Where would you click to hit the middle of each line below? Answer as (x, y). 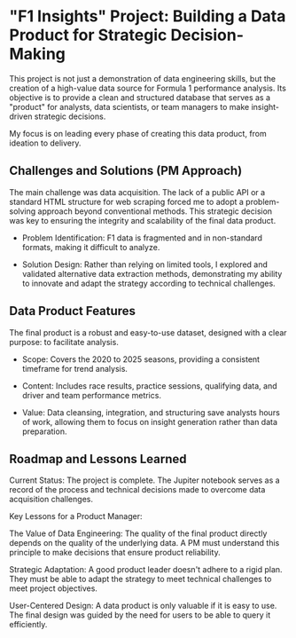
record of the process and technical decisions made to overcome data (137, 490)
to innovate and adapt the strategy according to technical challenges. (149, 283)
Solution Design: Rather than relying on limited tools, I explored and (145, 264)
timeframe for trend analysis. (75, 368)
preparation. (44, 431)
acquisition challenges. (51, 500)
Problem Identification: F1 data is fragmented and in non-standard (142, 238)
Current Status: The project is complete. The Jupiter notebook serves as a (145, 480)
